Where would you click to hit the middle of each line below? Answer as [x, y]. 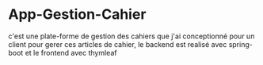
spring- [241, 44]
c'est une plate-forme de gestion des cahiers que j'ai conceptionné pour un [131, 36]
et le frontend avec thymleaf [71, 52]
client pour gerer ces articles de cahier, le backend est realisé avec [118, 44]
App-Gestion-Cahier [77, 14]
